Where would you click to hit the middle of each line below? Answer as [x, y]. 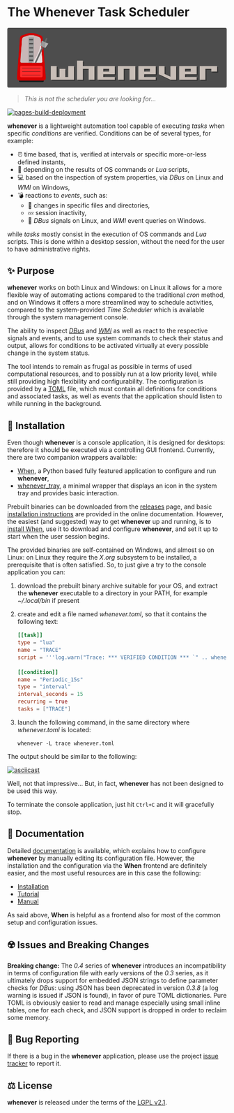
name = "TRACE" [39, 650]
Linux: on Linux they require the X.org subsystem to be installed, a [102, 558]
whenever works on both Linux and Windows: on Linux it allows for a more [115, 288]
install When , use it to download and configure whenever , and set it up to [113, 529]
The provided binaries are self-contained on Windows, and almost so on [111, 550]
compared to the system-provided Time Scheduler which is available [106, 310]
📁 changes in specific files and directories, [89, 205]
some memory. [29, 1017]
